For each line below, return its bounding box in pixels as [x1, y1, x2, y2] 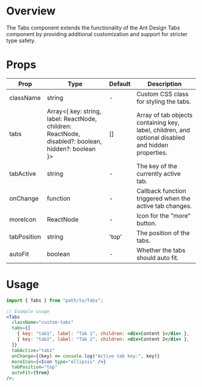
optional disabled [136, 133, 185, 142]
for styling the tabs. [136, 97, 191, 106]
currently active [136, 169, 181, 178]
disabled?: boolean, [47, 137, 102, 145]
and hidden [136, 141, 168, 149]
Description [147, 79, 182, 88]
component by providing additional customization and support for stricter [6, 30, 188, 37]
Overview [6, 4, 56, 18]
